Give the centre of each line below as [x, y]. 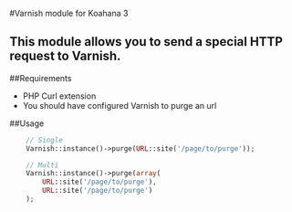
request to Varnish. [65, 56]
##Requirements [41, 78]
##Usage [27, 123]
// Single [45, 140]
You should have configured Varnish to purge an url [120, 105]
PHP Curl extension [59, 96]
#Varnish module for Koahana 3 [69, 13]
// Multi [42, 165]
